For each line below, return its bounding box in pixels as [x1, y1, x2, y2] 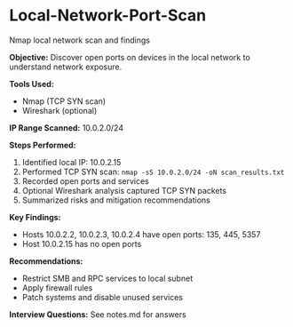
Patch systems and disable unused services [21, 291, 184, 302]
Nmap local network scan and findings [9, 35, 151, 45]
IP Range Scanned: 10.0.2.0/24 [9, 122, 124, 133]
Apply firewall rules [21, 282, 93, 293]
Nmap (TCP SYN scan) [21, 95, 107, 107]
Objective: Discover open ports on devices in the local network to [9, 52, 250, 62]
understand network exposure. [9, 61, 123, 72]
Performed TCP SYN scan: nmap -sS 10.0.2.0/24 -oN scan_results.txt [21, 166, 285, 177]
